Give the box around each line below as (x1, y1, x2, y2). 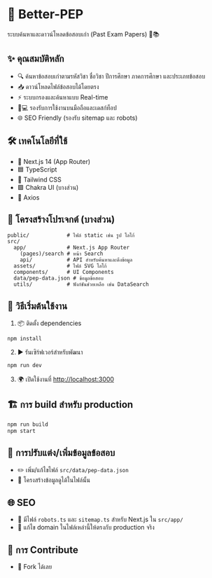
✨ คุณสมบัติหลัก (7, 53, 64, 65)
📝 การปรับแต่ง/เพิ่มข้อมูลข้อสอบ (7, 446, 115, 458)
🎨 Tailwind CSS (17, 175, 62, 184)
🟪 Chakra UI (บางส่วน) (17, 183, 79, 191)
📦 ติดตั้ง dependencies (17, 319, 82, 328)
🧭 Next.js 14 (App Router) (17, 157, 91, 165)
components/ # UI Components (13, 269, 114, 276)
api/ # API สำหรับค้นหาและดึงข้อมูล (20, 256, 133, 263)
